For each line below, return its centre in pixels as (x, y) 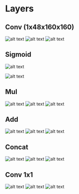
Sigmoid (18, 54)
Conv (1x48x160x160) (40, 27)
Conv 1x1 (19, 175)
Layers (19, 9)
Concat (17, 147)
